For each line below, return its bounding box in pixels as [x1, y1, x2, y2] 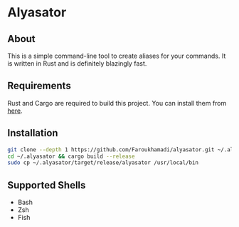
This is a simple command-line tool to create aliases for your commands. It [7, 51, 226, 60]
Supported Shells [7, 179, 86, 191]
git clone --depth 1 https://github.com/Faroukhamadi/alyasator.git [7, 146, 215, 153]
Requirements [7, 80, 71, 92]
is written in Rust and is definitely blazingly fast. [7, 59, 147, 68]
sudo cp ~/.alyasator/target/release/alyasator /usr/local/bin [7, 159, 199, 166]
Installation [7, 127, 58, 139]
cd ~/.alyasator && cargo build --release [7, 153, 135, 160]
